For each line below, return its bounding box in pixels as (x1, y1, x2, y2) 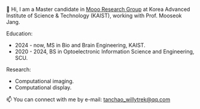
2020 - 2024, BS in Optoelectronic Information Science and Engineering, (14, 48, 195, 55)
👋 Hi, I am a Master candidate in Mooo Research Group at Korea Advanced (6, 6, 190, 13)
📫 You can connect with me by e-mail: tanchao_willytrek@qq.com (6, 96, 171, 103)
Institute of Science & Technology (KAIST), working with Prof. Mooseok (6, 12, 182, 19)
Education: (6, 30, 33, 37)
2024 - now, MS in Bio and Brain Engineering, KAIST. (14, 42, 146, 49)
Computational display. (14, 84, 72, 91)
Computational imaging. (14, 78, 74, 84)
